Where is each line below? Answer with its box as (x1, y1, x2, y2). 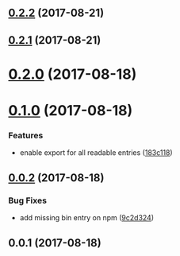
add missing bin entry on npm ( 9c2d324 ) (19, 213, 155, 223)
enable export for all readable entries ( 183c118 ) (19, 148, 173, 157)
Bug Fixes (8, 195, 48, 206)
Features (8, 130, 44, 142)
